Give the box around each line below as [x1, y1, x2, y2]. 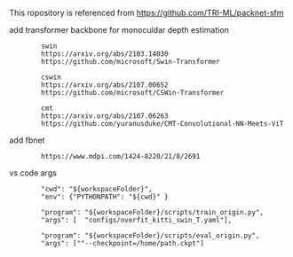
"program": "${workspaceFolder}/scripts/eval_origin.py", [41, 231, 260, 240]
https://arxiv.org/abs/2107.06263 [41, 112, 169, 121]
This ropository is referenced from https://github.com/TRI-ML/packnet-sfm [9, 8, 284, 18]
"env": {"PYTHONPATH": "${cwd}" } [41, 192, 169, 201]
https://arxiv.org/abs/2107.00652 [41, 81, 169, 90]
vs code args [9, 167, 58, 178]
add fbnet [9, 135, 45, 145]
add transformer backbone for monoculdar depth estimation [9, 25, 229, 35]
